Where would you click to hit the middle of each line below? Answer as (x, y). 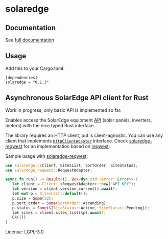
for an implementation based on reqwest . (67, 146)
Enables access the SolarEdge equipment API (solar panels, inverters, (79, 120)
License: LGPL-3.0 (25, 232)
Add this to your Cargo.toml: (35, 68)
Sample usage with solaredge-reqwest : (47, 156)
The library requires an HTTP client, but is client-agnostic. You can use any (84, 135)
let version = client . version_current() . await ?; (65, 189)
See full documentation (30, 40)
